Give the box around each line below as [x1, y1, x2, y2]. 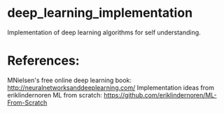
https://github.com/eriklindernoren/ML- [104, 91, 217, 99]
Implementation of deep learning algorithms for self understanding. [7, 28, 201, 36]
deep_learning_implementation [7, 5, 193, 21]
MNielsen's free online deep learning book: [7, 76, 132, 84]
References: [7, 53, 80, 69]
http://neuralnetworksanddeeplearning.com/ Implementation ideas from [7, 83, 215, 92]
